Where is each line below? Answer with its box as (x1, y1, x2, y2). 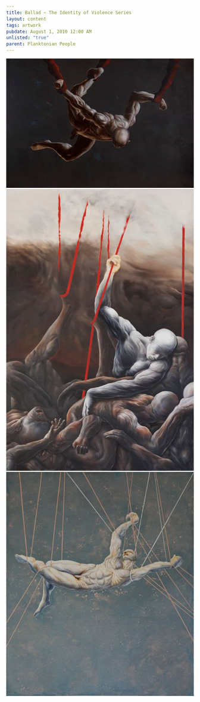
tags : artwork (6, 22, 42, 28)
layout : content (6, 16, 46, 22)
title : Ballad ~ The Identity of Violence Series (6, 10, 132, 16)
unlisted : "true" (6, 35, 49, 41)
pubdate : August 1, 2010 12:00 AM (6, 29, 92, 35)
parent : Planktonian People (6, 41, 76, 47)
